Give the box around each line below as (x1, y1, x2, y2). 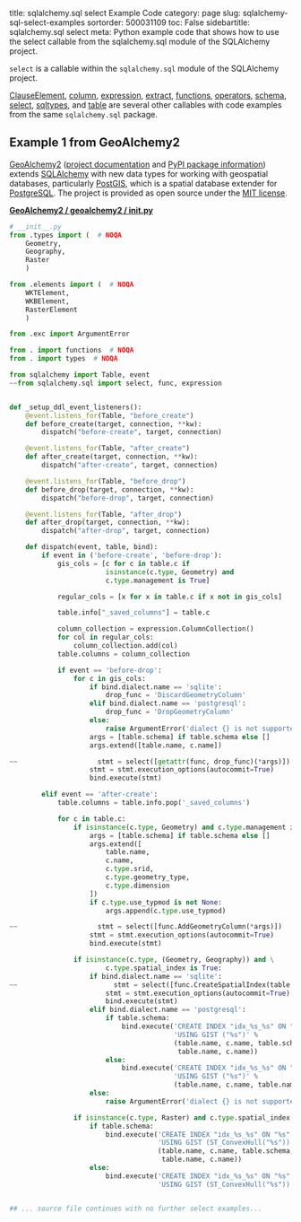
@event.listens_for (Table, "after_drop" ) (25, 510, 182, 519)
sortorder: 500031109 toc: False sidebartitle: (86, 17, 251, 28)
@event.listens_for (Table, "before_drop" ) (25, 476, 186, 485)
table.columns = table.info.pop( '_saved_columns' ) (56, 799, 251, 807)
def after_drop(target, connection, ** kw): (25, 518, 191, 528)
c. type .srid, (105, 865, 154, 874)
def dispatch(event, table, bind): (25, 543, 159, 552)
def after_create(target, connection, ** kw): (25, 452, 199, 461)
